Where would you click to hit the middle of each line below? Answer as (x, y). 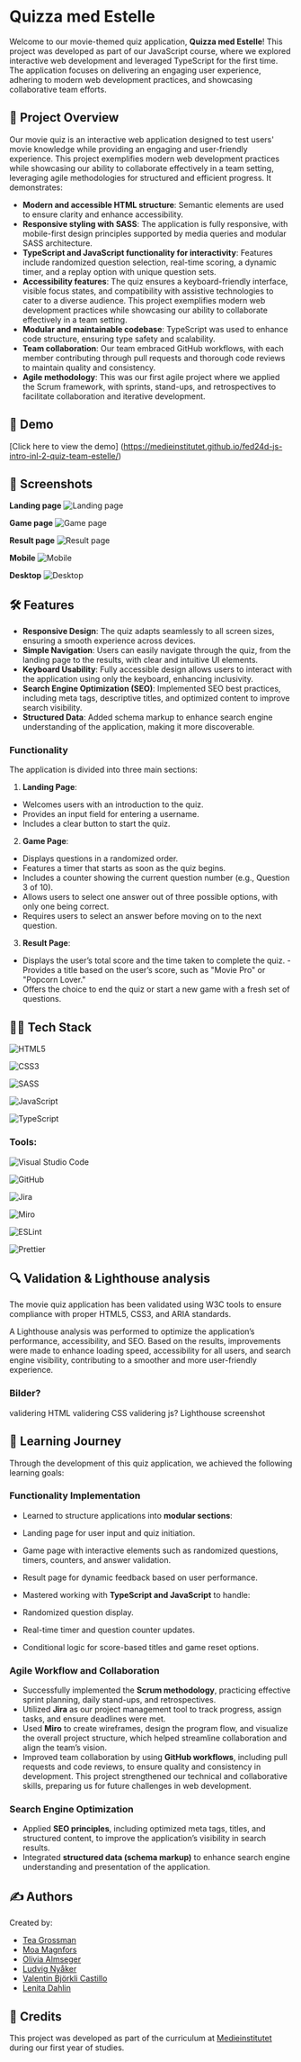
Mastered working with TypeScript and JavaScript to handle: (136, 1594)
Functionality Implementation (75, 1495)
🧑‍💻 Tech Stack (51, 1027)
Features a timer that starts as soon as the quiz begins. (124, 868)
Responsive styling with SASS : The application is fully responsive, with (155, 223)
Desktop (26, 576)
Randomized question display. (78, 1612)
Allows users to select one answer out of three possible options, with (150, 897)
